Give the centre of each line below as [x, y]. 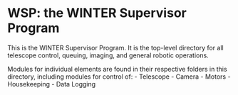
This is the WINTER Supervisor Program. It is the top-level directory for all [115, 47]
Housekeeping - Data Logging [52, 84]
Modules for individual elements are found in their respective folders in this [117, 69]
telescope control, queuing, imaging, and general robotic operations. [108, 55]
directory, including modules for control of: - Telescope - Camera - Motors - [119, 77]
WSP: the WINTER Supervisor [97, 13]
